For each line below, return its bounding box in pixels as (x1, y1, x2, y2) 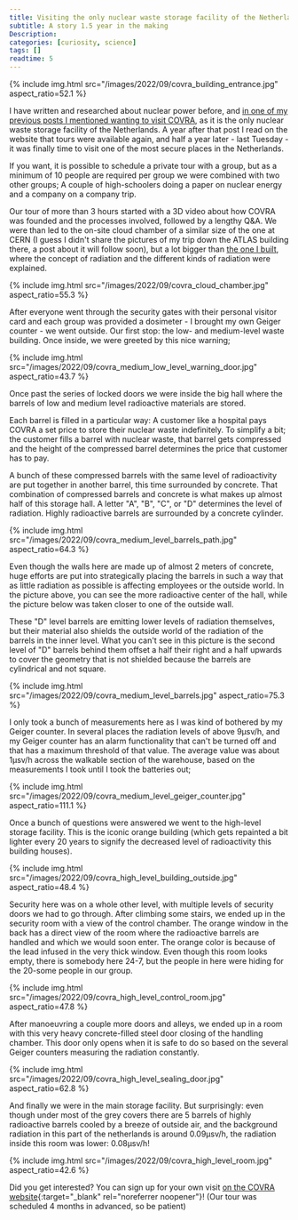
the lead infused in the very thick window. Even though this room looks (9, 946, 268, 957)
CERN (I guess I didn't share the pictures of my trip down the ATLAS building (9, 235, 289, 245)
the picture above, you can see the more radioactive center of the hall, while (9, 590, 288, 600)
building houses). (9, 846, 73, 856)
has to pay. (9, 453, 50, 463)
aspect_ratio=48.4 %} (9, 882, 90, 892)
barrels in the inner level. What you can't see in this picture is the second (9, 635, 276, 646)
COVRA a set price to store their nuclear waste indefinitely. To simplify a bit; (9, 424, 286, 435)
